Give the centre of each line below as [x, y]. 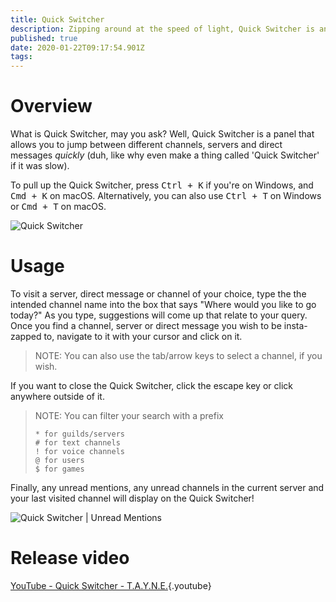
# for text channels [77, 443]
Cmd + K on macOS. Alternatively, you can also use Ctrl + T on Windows [166, 196]
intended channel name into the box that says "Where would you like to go [163, 304]
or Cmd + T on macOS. [58, 207]
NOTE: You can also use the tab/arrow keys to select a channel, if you [178, 355]
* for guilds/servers [79, 434]
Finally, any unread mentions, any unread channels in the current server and [167, 487]
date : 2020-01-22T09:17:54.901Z [77, 47]
